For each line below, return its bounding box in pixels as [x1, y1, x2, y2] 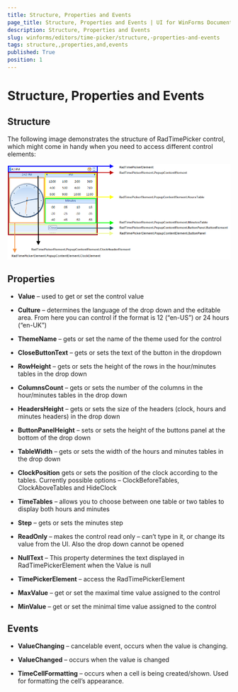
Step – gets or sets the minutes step [17, 518, 124, 527]
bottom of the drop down [17, 433, 91, 442]
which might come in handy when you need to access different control [7, 142, 214, 150]
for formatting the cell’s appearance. [17, 676, 124, 685]
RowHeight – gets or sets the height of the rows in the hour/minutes [17, 362, 216, 370]
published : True [7, 49, 55, 56]
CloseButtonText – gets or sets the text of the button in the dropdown [17, 348, 222, 357]
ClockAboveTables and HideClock [17, 483, 117, 492]
